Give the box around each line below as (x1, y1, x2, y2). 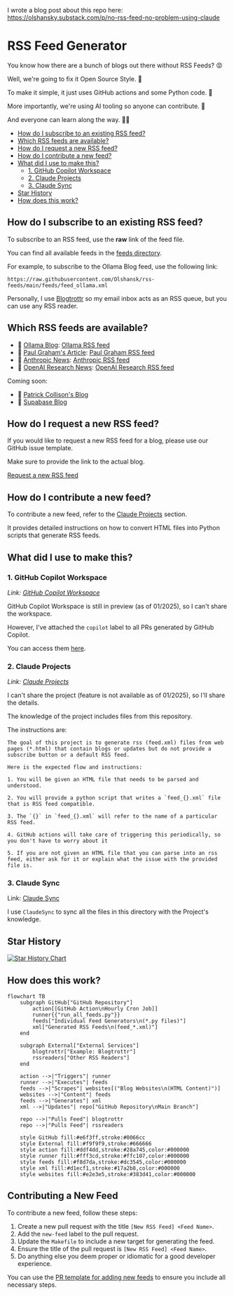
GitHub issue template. (7, 444, 74, 452)
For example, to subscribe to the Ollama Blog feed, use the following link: (7, 262, 219, 271)
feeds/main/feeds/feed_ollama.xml (7, 282, 109, 289)
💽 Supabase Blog (17, 398, 68, 406)
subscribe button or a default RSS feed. (7, 752, 130, 759)
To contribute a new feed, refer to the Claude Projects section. (7, 510, 188, 518)
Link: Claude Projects (7, 677, 69, 686)
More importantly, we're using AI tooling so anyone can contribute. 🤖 (7, 102, 205, 110)
